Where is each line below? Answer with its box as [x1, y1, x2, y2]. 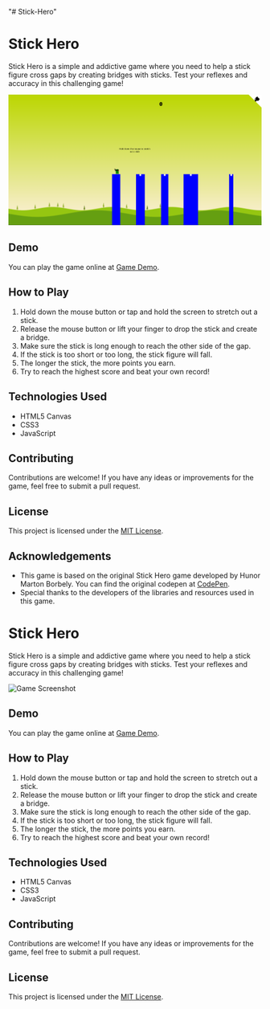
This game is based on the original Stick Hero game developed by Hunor [19, 570, 261, 580]
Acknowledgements [8, 549, 112, 563]
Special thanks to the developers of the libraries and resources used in [19, 587, 255, 597]
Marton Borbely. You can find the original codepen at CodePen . [19, 578, 231, 589]
